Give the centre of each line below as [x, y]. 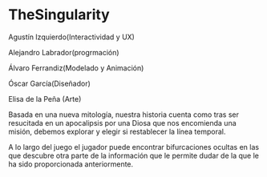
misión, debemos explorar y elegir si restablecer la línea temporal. [117, 131]
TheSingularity [59, 15]
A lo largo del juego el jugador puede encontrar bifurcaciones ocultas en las [133, 147]
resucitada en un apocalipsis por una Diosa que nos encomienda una [122, 123]
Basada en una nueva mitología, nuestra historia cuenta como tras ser [123, 115]
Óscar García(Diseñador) [49, 83]
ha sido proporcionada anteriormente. [71, 164]
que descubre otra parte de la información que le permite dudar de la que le [133, 155]
